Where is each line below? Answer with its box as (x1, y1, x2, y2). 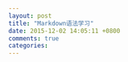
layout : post (8, 11, 52, 20)
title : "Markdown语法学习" (8, 19, 94, 27)
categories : (8, 42, 48, 50)
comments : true (8, 34, 60, 43)
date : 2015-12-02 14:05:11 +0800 (8, 27, 121, 35)
